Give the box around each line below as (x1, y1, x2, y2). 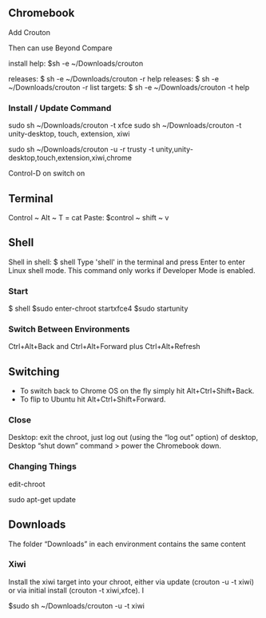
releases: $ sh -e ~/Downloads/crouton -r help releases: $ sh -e (8, 73, 220, 83)
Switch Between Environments (8, 323, 130, 335)
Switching (8, 365, 60, 378)
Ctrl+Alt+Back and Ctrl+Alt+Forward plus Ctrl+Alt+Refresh (8, 342, 201, 351)
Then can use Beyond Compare (8, 43, 113, 53)
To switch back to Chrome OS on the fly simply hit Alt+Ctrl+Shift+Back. (19, 386, 255, 396)
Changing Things (8, 461, 77, 472)
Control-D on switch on (8, 168, 85, 178)
